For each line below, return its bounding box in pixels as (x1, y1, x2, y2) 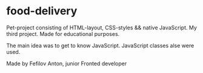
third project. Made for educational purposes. (6, 30, 120, 37)
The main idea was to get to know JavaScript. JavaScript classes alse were (6, 42, 195, 49)
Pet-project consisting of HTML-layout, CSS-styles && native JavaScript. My (6, 24, 197, 31)
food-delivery (6, 4, 78, 18)
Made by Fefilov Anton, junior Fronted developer (6, 60, 127, 67)
